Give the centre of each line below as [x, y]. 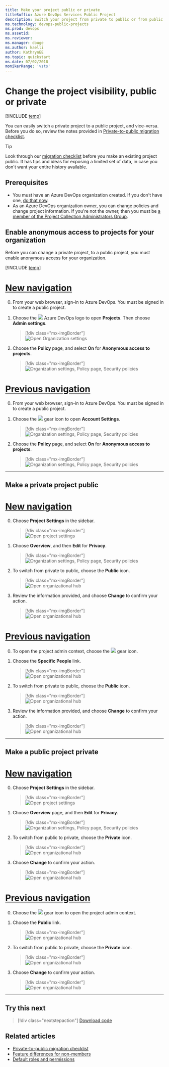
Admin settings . [29, 323]
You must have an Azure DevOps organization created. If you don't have [87, 195]
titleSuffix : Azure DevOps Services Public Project [60, 15]
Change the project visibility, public [81, 91]
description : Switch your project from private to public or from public [84, 19]
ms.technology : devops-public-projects [47, 24]
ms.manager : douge [24, 43]
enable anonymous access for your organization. [56, 258]
